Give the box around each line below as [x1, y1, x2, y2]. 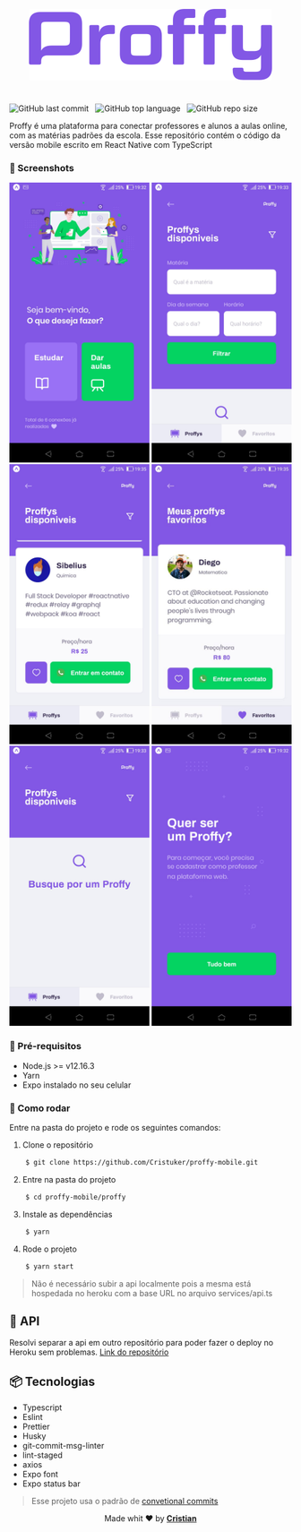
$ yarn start [25, 1261, 74, 1271]
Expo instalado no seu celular [21, 1080, 132, 1090]
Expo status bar [21, 1478, 81, 1489]
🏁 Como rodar [9, 1102, 71, 1115]
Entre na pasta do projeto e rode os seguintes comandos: [9, 1123, 221, 1133]
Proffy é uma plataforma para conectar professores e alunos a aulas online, [9, 121, 288, 132]
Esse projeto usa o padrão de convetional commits [30, 1496, 219, 1507]
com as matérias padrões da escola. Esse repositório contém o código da [9, 130, 280, 141]
